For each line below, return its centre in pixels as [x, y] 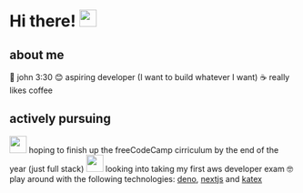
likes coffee [31, 90]
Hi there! [43, 21]
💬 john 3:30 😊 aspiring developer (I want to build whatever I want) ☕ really [150, 77]
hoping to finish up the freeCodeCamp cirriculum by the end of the [154, 149]
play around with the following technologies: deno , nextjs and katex [136, 178]
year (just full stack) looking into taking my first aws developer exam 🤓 [151, 168]
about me [37, 55]
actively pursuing [60, 119]
